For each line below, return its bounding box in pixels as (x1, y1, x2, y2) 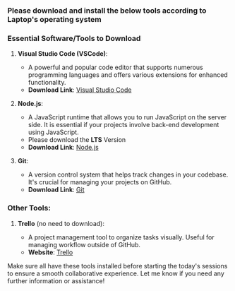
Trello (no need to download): (17, 219, 104, 227)
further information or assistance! (7, 276, 105, 285)
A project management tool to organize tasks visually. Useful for (28, 232, 215, 242)
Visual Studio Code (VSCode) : (17, 49, 108, 58)
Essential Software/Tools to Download (7, 33, 141, 43)
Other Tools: (7, 203, 51, 213)
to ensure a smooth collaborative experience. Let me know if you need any (7, 269, 224, 278)
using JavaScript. (28, 128, 79, 136)
